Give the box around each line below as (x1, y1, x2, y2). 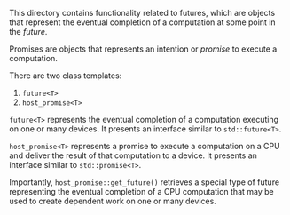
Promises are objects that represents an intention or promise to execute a (9, 44, 278, 54)
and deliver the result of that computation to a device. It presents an (9, 150, 257, 161)
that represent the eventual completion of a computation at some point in (9, 17, 277, 28)
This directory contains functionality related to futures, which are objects (9, 8, 276, 18)
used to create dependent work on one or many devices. (9, 195, 217, 206)
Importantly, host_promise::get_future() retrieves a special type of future (9, 177, 280, 187)
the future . (9, 27, 48, 36)
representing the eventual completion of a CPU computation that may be (9, 187, 274, 196)
